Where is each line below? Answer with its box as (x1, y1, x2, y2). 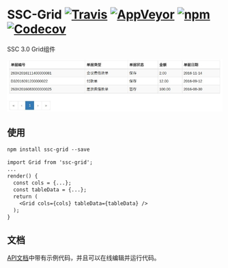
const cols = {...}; (13, 180, 72, 186)
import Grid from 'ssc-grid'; (7, 159, 94, 166)
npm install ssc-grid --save (7, 146, 90, 154)
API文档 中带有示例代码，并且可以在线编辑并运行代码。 (7, 254, 160, 262)
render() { (7, 173, 38, 180)
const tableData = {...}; (13, 186, 87, 193)
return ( (13, 193, 38, 200)
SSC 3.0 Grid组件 (7, 45, 56, 53)
